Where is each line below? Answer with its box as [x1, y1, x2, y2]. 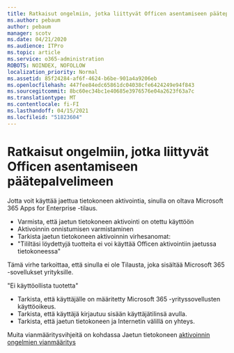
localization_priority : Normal [7, 68, 98, 75]
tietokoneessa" [17, 246, 61, 255]
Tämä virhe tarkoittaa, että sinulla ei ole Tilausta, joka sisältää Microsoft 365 [7, 260, 225, 269]
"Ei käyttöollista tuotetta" [7, 281, 79, 290]
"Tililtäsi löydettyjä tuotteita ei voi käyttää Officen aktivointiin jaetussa [17, 240, 217, 248]
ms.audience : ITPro [7, 42, 64, 49]
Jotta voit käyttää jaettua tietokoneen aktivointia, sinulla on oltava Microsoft [7, 196, 224, 205]
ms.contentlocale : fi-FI [7, 101, 79, 108]
